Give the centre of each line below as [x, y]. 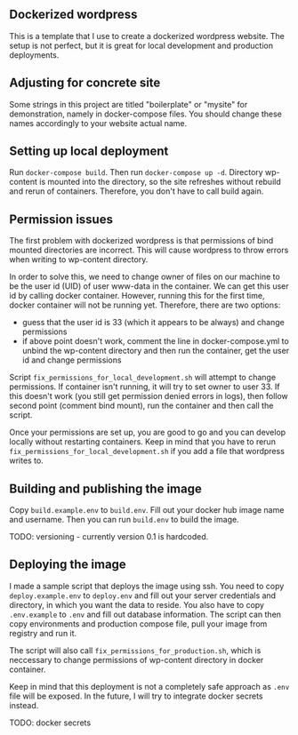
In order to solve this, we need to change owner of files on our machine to [145, 277]
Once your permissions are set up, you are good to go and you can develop [148, 432]
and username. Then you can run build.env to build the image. [124, 520]
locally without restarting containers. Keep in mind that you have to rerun [142, 442]
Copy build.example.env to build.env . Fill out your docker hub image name [147, 510]
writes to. [27, 460]
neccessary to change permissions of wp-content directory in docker [137, 659]
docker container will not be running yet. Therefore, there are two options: [145, 305]
